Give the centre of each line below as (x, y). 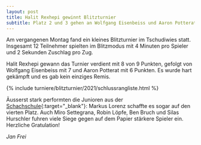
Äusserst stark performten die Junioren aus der (65, 100)
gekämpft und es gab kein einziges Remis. (58, 77)
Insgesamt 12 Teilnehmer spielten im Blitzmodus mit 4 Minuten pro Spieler (97, 46)
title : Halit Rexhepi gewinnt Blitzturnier (61, 17)
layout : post (22, 12)
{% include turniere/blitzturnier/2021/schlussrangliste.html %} (83, 88)
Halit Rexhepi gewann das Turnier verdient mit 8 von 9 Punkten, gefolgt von (99, 64)
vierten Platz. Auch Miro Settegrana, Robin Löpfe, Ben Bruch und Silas (93, 112)
